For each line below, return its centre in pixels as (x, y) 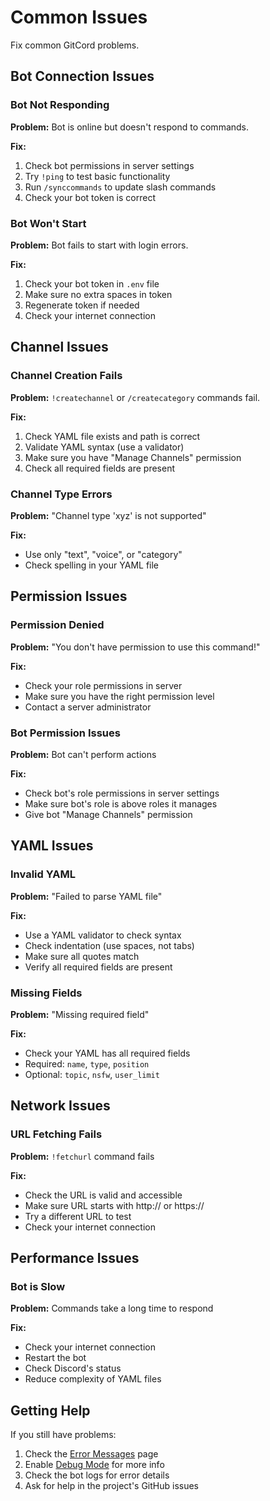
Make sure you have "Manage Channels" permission (133, 457)
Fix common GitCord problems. (75, 45)
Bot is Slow (38, 1286)
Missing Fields (46, 993)
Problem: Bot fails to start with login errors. (99, 245)
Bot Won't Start (48, 223)
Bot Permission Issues (65, 733)
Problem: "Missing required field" (80, 1014)
